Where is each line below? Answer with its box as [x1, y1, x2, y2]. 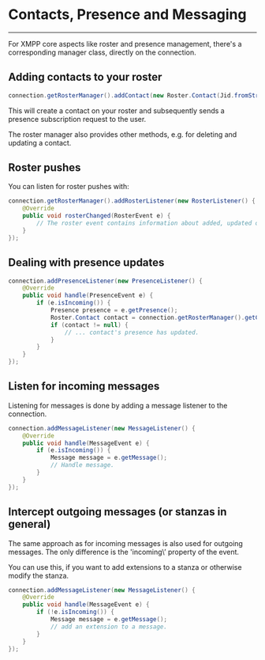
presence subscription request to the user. [8, 114, 147, 123]
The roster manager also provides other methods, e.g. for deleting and [8, 129, 237, 139]
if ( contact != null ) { [50, 321, 129, 329]
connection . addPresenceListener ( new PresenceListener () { [8, 277, 203, 285]
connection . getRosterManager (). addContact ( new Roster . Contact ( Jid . [8, 91, 235, 100]
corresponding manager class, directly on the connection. [8, 47, 197, 57]
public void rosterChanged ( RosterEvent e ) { [22, 212, 171, 220]
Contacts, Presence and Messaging [8, 6, 247, 24]
